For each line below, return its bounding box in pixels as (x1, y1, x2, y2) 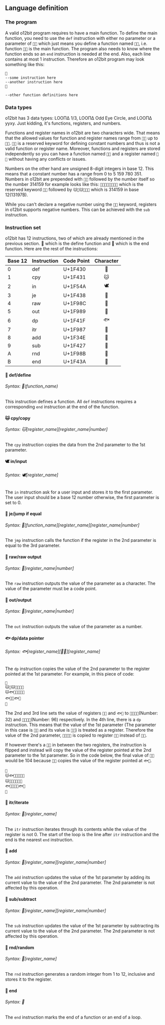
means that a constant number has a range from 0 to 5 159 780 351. (5, 171, 143, 177)
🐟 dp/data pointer (5, 635, 44, 641)
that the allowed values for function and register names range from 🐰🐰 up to (5, 135, 159, 141)
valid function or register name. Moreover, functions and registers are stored (5, 145, 161, 151)
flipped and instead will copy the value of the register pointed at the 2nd (5, 747, 152, 753)
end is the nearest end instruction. (5, 837, 74, 843)
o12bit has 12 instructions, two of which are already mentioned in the (5, 235, 144, 241)
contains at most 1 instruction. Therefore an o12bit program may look (5, 56, 144, 62)
